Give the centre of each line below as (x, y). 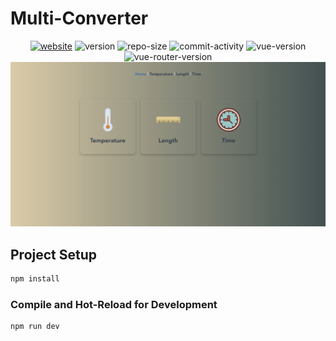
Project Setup (54, 254)
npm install (35, 279)
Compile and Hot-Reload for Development (114, 304)
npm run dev (35, 327)
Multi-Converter (79, 18)
